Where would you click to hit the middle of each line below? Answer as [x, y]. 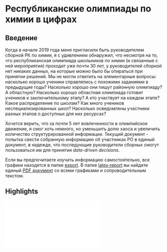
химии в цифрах [41, 19]
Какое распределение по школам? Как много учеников [65, 103]
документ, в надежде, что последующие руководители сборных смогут [82, 145]
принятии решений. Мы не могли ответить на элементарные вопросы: [81, 76]
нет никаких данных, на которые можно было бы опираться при [74, 71]
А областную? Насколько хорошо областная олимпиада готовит [74, 92]
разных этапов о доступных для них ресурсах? [56, 114]
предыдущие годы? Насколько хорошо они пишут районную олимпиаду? [84, 87]
